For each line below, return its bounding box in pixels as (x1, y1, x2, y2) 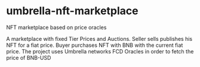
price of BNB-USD (6, 54, 51, 61)
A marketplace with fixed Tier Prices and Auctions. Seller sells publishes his (6, 35, 193, 42)
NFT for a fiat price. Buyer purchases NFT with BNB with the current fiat (6, 42, 183, 49)
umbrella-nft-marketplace (6, 4, 139, 18)
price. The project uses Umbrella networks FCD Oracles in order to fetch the (6, 47, 194, 55)
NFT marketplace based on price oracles (6, 24, 107, 31)
